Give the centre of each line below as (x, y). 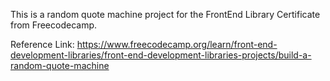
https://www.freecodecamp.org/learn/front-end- (177, 44)
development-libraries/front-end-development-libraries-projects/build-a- (161, 55)
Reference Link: (42, 44)
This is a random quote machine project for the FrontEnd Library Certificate (165, 14)
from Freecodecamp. (54, 25)
